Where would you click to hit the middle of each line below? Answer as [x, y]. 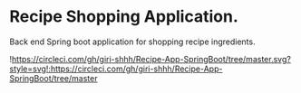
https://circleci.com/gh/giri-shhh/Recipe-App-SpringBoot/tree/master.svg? [152, 59]
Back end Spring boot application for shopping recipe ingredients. [132, 42]
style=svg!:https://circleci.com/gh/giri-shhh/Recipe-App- [116, 69]
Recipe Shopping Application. [124, 17]
